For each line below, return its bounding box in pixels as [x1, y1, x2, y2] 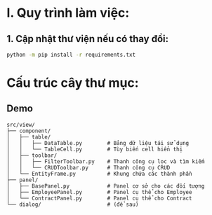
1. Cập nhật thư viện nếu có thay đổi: [6, 33, 169, 45]
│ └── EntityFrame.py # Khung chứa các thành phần [6, 170, 192, 177]
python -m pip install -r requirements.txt [6, 51, 136, 58]
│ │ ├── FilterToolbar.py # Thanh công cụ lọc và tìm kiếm [6, 158, 205, 165]
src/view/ [6, 121, 36, 128]
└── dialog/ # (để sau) [6, 201, 139, 208]
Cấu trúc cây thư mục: [6, 75, 139, 91]
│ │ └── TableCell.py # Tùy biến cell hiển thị [6, 146, 183, 153]
